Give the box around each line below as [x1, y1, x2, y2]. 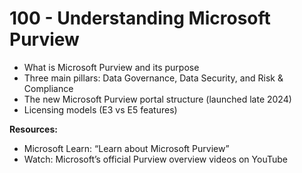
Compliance [23, 82, 74, 94]
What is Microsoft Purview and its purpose [23, 61, 200, 73]
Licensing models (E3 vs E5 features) [23, 103, 178, 116]
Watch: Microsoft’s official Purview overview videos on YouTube [23, 153, 288, 165]
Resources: [9, 123, 58, 135]
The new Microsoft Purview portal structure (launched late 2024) [23, 93, 292, 105]
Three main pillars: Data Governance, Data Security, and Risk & [23, 72, 284, 84]
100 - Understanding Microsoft [9, 7, 271, 30]
